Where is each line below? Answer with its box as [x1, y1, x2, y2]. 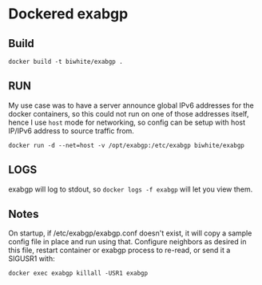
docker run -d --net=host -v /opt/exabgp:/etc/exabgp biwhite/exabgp [8, 141, 245, 149]
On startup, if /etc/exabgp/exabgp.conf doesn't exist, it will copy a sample [8, 228, 252, 238]
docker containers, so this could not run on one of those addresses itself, [8, 109, 249, 118]
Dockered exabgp [8, 5, 129, 23]
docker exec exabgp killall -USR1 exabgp [8, 269, 149, 278]
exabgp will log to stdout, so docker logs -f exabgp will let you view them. [8, 184, 253, 194]
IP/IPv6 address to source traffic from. [8, 125, 134, 136]
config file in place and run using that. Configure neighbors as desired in [8, 237, 247, 247]
